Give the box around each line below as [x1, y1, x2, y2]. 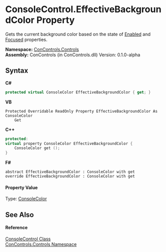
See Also [5, 210, 34, 219]
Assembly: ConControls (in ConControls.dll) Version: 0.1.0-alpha [5, 52, 141, 58]
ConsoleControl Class [5, 236, 51, 242]
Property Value [5, 184, 38, 191]
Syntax [5, 66, 28, 75]
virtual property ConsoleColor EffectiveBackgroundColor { [5, 141, 133, 146]
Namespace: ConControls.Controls [5, 46, 79, 52]
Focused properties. [5, 37, 48, 43]
